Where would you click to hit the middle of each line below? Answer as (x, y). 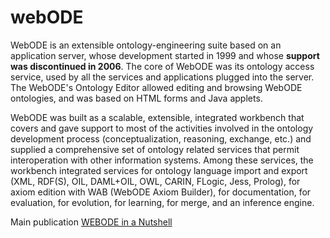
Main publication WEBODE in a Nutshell (91, 222)
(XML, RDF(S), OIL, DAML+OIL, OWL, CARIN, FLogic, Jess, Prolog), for (155, 181)
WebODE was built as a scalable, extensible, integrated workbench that (157, 117)
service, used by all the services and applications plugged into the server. (162, 77)
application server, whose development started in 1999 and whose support (165, 55)
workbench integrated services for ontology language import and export (159, 170)
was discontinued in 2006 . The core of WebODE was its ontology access (162, 66)
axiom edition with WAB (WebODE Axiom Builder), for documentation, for (161, 192)
